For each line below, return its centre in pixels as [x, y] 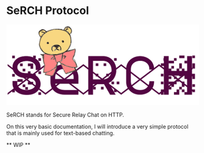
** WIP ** [18, 145]
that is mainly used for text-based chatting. [60, 133]
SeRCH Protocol [48, 11]
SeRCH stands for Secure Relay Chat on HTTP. [65, 115]
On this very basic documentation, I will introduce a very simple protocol [97, 127]
